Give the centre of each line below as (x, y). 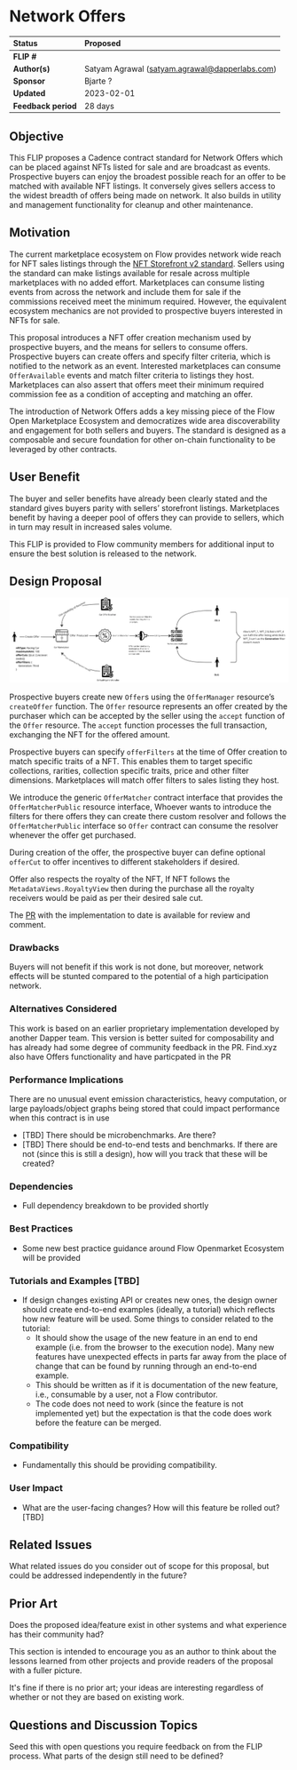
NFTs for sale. (35, 320)
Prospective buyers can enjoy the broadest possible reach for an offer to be (148, 176)
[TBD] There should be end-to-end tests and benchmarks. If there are (149, 1144)
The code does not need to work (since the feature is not (139, 1403)
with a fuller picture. (46, 1670)
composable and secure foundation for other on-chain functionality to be (143, 439)
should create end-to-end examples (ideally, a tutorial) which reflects (148, 1309)
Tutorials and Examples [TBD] (74, 1280)
